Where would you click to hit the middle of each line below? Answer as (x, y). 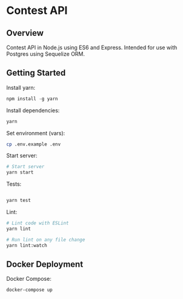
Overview (25, 33)
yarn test (19, 201)
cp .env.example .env (34, 144)
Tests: (14, 184)
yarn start (20, 173)
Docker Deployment (45, 264)
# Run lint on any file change (46, 240)
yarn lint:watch (27, 245)
